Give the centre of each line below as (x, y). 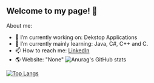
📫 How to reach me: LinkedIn (52, 50)
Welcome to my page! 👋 (52, 11)
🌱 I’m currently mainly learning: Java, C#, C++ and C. (82, 43)
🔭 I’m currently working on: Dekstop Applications (76, 37)
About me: (19, 25)
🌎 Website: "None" (39, 59)
